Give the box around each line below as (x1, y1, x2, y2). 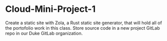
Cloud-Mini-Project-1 (5, 3, 96, 15)
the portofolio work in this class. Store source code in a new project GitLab (5, 25, 160, 31)
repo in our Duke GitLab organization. (5, 30, 83, 36)
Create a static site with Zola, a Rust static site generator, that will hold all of (5, 20, 162, 26)
